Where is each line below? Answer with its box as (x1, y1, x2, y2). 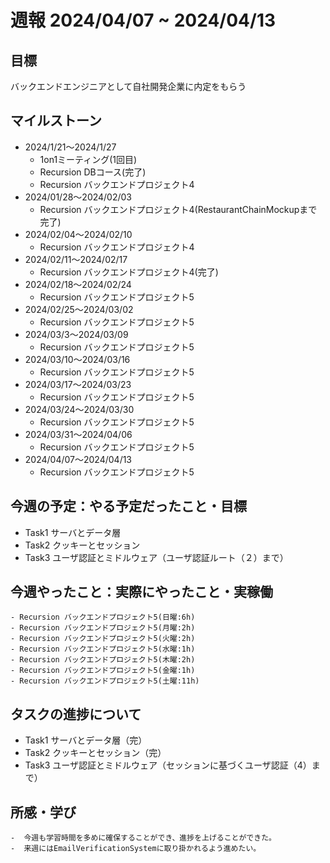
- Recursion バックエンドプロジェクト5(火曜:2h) (10, 634, 196, 644)
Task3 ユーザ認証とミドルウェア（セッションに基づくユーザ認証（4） (24, 759, 312, 771)
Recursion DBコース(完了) (39, 166, 147, 178)
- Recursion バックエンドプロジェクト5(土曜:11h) (10, 676, 200, 686)
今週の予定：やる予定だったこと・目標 (10, 498, 247, 515)
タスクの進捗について (10, 706, 142, 723)
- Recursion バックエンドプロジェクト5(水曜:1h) (10, 644, 196, 655)
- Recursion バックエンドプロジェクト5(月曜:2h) (10, 623, 196, 633)
